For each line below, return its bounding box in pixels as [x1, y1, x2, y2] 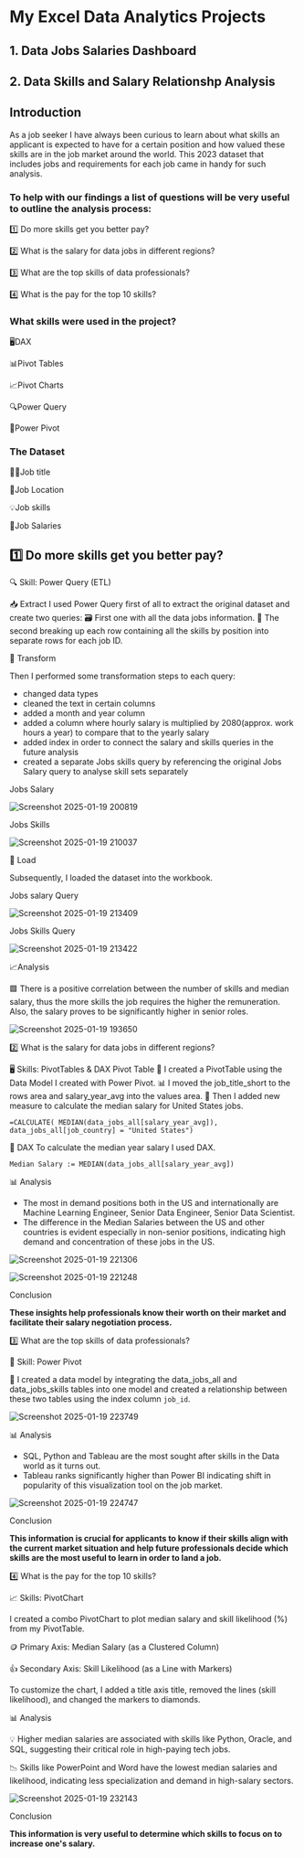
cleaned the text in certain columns [22, 698, 156, 710]
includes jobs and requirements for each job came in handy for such [9, 158, 267, 169]
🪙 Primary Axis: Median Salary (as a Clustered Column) [9, 1641, 220, 1652]
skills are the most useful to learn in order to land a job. [9, 1553, 222, 1564]
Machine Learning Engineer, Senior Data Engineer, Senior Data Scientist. [22, 1207, 296, 1218]
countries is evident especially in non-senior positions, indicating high [22, 1227, 286, 1238]
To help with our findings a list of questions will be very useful [9, 190, 290, 203]
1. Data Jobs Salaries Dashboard [9, 43, 197, 59]
